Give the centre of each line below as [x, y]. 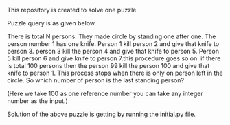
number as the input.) [38, 101]
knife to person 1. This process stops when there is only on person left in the [115, 73]
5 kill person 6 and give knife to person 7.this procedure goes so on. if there [114, 58]
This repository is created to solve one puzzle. [73, 10]
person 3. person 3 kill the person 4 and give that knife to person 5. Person [113, 51]
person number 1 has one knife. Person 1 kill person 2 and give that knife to [113, 44]
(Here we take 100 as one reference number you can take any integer [105, 93]
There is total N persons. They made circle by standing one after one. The [112, 36]
